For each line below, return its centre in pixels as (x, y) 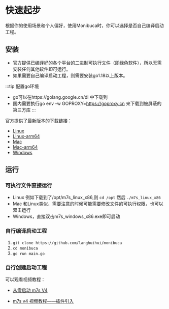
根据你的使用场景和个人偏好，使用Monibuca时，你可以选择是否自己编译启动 (84, 25)
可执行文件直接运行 (29, 185)
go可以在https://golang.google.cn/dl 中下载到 (60, 97)
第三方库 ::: (24, 109)
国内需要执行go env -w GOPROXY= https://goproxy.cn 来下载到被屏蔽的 (87, 103)
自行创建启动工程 (26, 267)
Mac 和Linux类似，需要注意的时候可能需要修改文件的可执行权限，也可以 (88, 204)
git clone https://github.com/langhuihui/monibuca (67, 243)
